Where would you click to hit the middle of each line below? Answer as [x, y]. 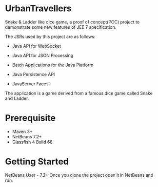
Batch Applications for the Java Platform [53, 65]
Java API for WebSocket [37, 46]
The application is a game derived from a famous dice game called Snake [79, 93]
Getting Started [37, 162]
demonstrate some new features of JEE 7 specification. [61, 27]
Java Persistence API [33, 74]
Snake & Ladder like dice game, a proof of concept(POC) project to [72, 22]
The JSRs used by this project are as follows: [50, 37]
